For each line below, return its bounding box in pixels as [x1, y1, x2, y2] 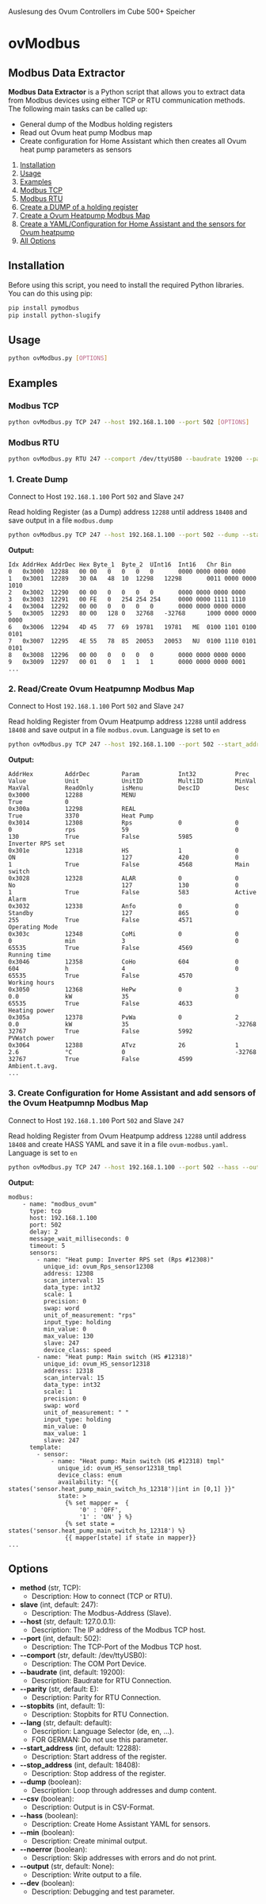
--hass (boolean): [19, 1811, 78, 1821]
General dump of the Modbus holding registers [19, 119, 173, 129]
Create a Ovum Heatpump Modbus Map [19, 210, 150, 220]
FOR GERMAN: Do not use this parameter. [31, 1735, 169, 1744]
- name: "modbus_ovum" [22, 1199, 97, 1208]
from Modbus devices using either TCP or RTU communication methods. [8, 95, 245, 105]
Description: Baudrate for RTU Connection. [31, 1676, 172, 1686]
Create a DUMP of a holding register [19, 203, 139, 211]
